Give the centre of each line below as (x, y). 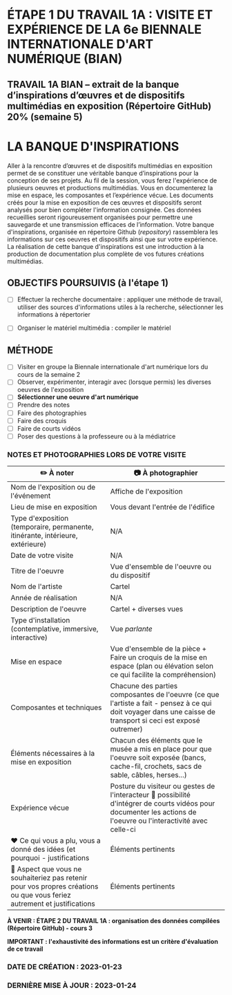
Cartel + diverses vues (147, 609)
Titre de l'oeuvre (37, 571)
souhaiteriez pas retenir (49, 878)
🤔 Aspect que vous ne (46, 869)
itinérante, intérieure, (44, 536)
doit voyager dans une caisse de (163, 712)
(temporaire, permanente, (52, 527)
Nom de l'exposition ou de (53, 487)
